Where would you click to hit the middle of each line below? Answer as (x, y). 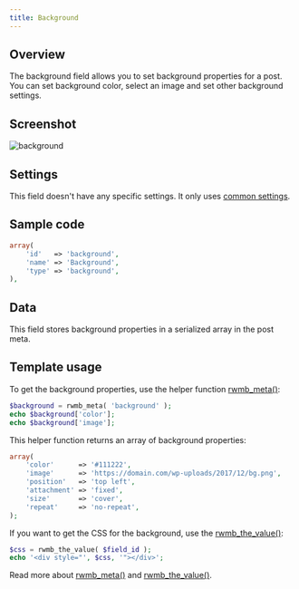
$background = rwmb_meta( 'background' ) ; (91, 406)
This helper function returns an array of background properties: (128, 439)
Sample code (47, 224)
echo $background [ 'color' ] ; (63, 414)
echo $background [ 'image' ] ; (63, 422)
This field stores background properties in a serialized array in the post (142, 329)
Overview (38, 55)
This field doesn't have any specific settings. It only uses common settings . (150, 197)
